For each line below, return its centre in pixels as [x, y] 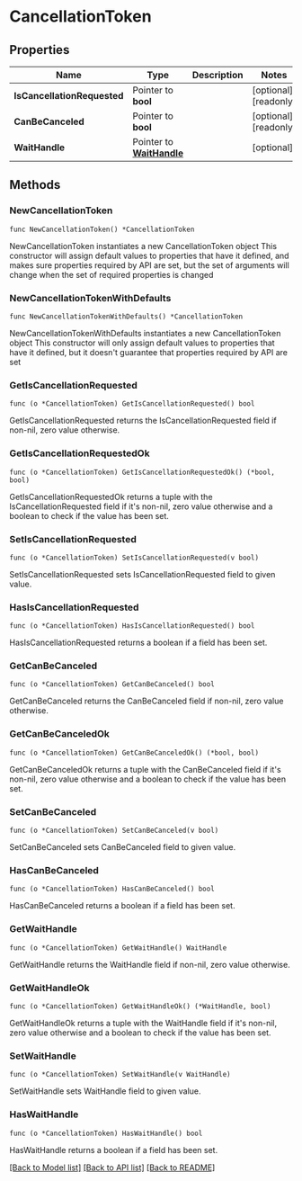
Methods [35, 185]
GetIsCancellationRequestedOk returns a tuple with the [111, 497]
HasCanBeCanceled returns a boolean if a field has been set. [122, 906]
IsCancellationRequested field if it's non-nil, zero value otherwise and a [141, 506]
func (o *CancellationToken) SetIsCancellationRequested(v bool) [134, 558]
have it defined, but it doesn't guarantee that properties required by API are [148, 352]
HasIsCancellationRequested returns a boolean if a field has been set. [138, 643]
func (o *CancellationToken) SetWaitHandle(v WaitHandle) [120, 1075]
